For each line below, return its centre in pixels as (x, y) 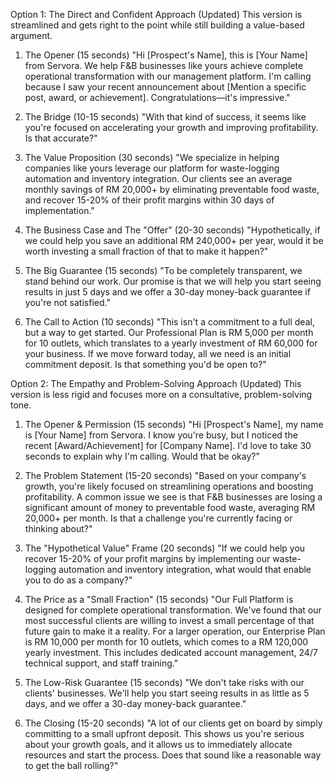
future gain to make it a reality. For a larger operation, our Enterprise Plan (175, 631)
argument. (31, 35)
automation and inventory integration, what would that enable (185, 569)
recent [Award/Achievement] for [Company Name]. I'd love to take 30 (168, 445)
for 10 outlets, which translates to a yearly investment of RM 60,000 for (171, 343)
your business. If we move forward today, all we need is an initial (158, 353)
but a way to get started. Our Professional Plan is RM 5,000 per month (169, 332)
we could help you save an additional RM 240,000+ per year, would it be (174, 240)
